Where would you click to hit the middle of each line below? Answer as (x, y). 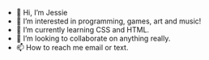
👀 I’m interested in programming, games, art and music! (109, 21)
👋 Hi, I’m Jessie (42, 13)
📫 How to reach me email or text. (72, 47)
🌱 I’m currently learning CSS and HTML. (83, 30)
